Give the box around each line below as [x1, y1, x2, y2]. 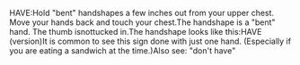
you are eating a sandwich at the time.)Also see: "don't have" [9, 45, 236, 56]
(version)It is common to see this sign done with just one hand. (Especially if [9, 36, 292, 46]
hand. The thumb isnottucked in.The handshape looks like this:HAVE [9, 27, 262, 37]
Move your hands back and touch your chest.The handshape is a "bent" [9, 17, 276, 28]
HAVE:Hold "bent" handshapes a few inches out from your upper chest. [9, 8, 275, 18]
